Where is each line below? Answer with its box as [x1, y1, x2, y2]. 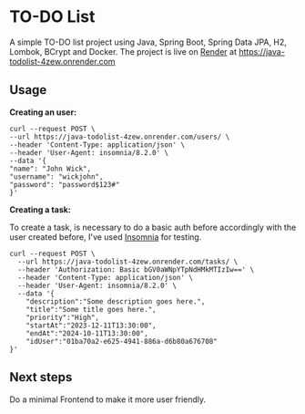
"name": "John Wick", [9, 164, 92, 173]
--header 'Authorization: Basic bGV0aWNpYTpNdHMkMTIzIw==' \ [17, 264, 255, 274]
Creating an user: [9, 107, 77, 118]
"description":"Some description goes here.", [25, 296, 206, 306]
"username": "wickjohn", [9, 171, 104, 181]
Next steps [9, 369, 73, 385]
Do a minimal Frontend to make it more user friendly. [9, 394, 207, 405]
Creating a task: [9, 203, 71, 215]
